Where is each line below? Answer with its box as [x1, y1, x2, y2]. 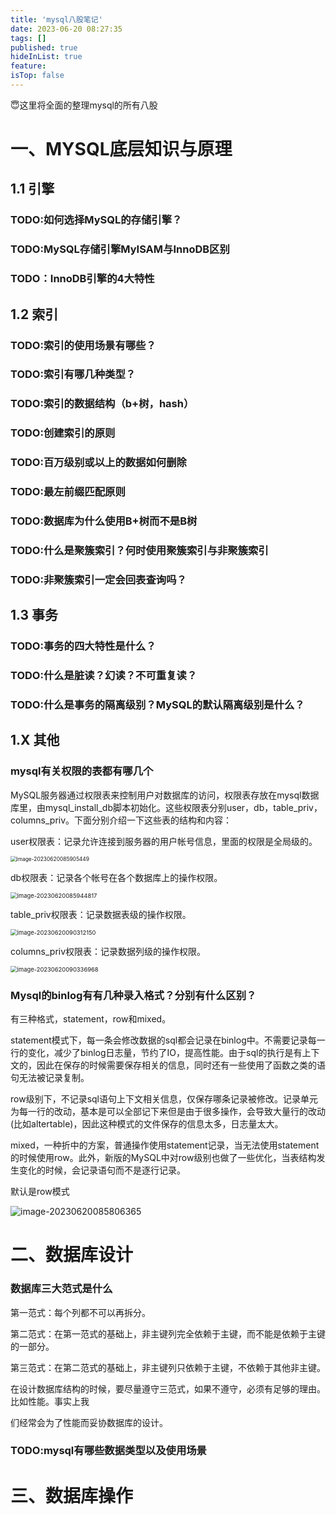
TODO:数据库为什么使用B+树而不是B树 [10, 514, 198, 528]
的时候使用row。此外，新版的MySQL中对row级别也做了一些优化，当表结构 [10, 1152, 317, 1164]
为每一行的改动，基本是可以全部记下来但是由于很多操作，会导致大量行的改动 [10, 1106, 326, 1118]
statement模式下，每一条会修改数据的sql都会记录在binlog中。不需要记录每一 [10, 1034, 326, 1046]
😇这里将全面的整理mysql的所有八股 [10, 99, 158, 111]
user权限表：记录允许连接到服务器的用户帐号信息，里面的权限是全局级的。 [10, 835, 318, 847]
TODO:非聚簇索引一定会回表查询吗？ [10, 572, 187, 586]
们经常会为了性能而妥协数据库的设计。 [10, 1416, 168, 1428]
